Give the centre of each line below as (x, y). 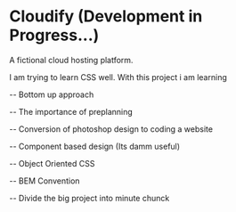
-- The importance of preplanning (71, 111)
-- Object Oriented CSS (52, 163)
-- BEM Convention (45, 181)
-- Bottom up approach (52, 94)
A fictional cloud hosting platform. (71, 60)
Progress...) (54, 35)
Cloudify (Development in (106, 16)
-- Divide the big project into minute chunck (90, 198)
